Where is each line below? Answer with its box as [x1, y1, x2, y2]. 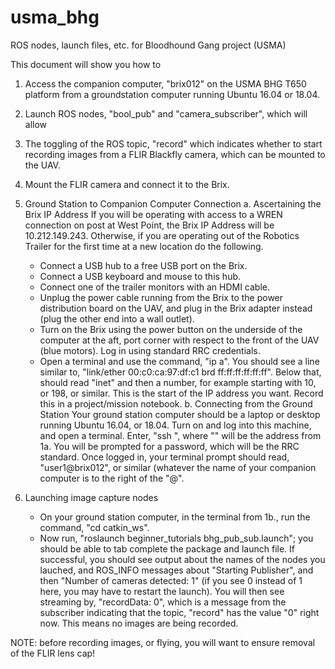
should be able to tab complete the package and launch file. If [39, 542, 296, 555]
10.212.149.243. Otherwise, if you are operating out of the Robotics [24, 229, 300, 241]
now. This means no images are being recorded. [39, 617, 239, 629]
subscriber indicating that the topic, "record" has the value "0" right [39, 606, 320, 618]
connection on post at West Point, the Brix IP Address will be [24, 219, 275, 231]
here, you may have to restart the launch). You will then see [39, 585, 285, 597]
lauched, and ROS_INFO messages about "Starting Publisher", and [39, 564, 314, 576]
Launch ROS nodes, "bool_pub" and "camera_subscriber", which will [24, 107, 308, 120]
